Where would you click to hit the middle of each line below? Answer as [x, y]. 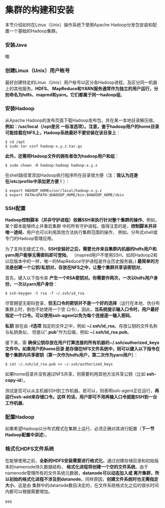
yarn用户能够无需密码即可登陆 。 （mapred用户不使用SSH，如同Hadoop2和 [82, 255]
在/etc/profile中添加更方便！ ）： [37, 181]
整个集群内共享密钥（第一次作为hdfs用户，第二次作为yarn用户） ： [72, 355]
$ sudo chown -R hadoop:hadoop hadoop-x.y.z [51, 165]
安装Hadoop [20, 109]
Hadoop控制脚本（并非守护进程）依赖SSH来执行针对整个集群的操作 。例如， [82, 220]
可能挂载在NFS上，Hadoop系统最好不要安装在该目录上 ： [63, 132]
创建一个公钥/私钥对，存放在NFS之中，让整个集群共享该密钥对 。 [79, 267]
